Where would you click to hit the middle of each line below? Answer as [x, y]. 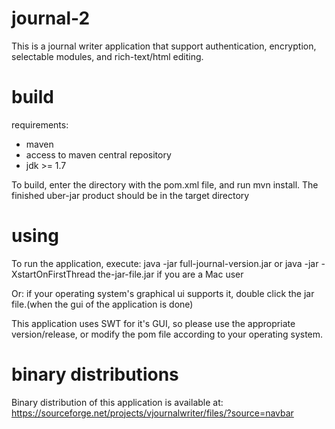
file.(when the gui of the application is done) [102, 304]
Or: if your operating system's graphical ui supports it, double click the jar [163, 293]
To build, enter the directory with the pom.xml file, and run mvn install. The [165, 184]
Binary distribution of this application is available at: [117, 402]
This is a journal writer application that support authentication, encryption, [164, 46]
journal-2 [51, 18]
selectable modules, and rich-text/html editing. [107, 56]
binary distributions [95, 374]
